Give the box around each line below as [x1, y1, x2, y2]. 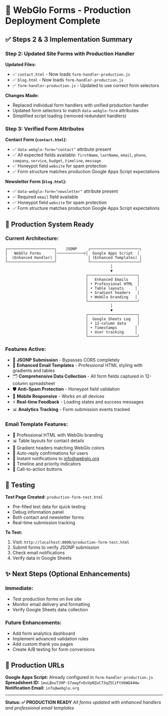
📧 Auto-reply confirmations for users [12, 450, 88, 456]
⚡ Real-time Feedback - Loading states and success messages [12, 399, 144, 405]
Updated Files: [5, 61, 36, 67]
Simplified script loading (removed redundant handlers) [12, 113, 126, 119]
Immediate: [5, 584, 33, 591]
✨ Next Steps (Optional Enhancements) [5, 569, 130, 578]
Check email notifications [12, 550, 65, 556]
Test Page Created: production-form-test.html [5, 494, 103, 500]
